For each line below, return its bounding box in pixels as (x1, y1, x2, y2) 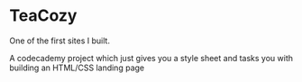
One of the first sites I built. (9, 35, 111, 46)
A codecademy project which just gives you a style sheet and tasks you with (9, 52, 294, 63)
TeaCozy (9, 5, 78, 26)
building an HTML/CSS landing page (9, 62, 145, 73)
